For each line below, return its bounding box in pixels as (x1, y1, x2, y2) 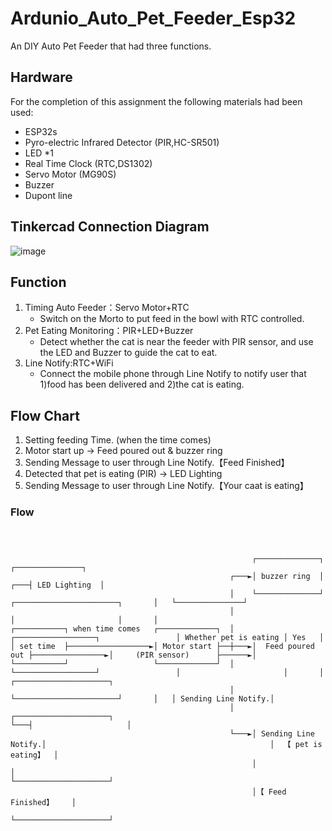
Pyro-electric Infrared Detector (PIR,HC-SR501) (24, 136, 220, 148)
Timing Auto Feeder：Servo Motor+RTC (24, 302, 190, 314)
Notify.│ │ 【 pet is (10, 740, 323, 750)
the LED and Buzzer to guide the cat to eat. (39, 347, 218, 359)
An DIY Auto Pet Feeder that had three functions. (10, 40, 212, 52)
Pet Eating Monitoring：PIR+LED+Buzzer (24, 325, 194, 337)
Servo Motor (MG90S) (24, 168, 117, 180)
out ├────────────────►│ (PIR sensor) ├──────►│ (10, 650, 257, 661)
